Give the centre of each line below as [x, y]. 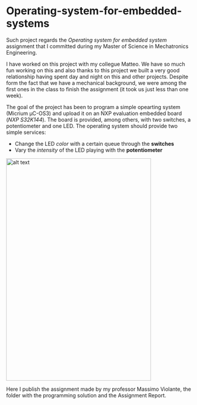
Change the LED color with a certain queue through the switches [94, 143]
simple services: [26, 132]
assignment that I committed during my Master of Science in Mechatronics [97, 46]
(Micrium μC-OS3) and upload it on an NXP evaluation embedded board [94, 113]
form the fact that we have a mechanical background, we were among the [96, 83]
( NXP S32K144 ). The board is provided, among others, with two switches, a [99, 119]
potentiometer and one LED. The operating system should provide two [92, 126]
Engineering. [22, 52]
